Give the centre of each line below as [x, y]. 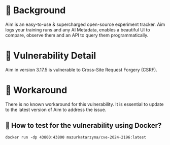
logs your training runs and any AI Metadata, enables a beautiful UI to [78, 29]
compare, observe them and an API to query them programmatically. [77, 35]
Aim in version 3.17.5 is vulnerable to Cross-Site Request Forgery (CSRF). [81, 69]
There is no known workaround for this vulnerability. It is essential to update [84, 104]
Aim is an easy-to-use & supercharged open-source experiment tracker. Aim [85, 24]
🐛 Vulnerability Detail [51, 56]
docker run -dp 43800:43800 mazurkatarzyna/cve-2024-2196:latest [76, 137]
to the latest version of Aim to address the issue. [56, 110]
